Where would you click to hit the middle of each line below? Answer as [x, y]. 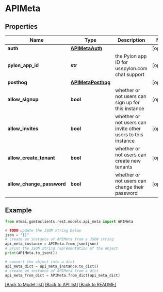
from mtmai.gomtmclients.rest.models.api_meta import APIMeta [69, 221]
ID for [122, 62]
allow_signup [23, 99]
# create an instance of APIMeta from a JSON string [59, 239]
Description [131, 40]
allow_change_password [37, 184]
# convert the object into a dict [40, 262]
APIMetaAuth [87, 48]
